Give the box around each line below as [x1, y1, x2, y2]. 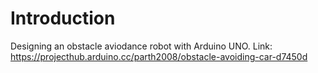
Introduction [10, 7, 116, 30]
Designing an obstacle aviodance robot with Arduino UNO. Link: [10, 40, 273, 52]
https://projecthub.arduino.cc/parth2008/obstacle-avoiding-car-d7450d [10, 50, 308, 62]
